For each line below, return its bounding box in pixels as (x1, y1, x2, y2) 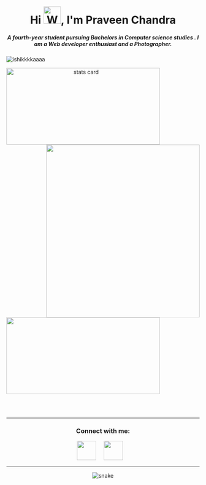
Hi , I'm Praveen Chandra (29, 13, 177, 27)
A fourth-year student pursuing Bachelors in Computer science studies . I (7, 34, 199, 41)
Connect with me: (75, 427, 131, 435)
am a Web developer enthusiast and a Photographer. (34, 40, 172, 47)
